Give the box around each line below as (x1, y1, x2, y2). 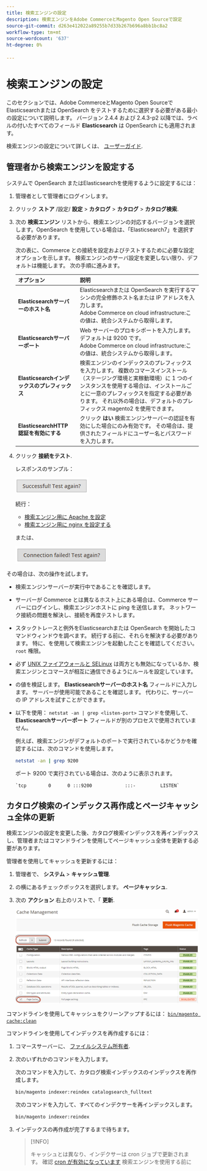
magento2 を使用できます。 (107, 405, 177, 412)
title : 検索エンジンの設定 (6, 10, 67, 16)
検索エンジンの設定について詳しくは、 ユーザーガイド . (6, 142, 143, 150)
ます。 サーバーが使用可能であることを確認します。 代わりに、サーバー (15, 688, 194, 695)
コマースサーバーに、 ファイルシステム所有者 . (15, 1043, 131, 1050)
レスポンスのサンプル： (15, 465, 74, 473)
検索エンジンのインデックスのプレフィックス (79, 359, 192, 366)
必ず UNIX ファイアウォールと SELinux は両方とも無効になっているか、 (15, 660, 194, 667)
